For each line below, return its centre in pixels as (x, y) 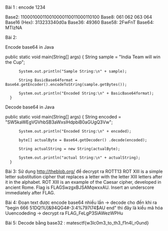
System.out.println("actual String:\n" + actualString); (79, 158)
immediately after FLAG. (30, 193)
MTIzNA (14, 28)
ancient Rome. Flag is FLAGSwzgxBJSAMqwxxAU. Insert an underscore (80, 187)
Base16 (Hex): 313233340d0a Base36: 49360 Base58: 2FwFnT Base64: (80, 22)
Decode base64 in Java (30, 107)
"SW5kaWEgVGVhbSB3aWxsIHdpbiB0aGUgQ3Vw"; (59, 122)
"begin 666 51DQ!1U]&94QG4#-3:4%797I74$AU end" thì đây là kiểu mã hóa (84, 208)
